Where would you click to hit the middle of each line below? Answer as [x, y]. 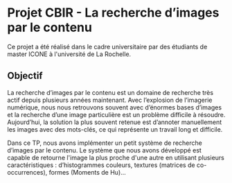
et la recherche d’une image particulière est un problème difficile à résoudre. [116, 114]
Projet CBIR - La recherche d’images [113, 13]
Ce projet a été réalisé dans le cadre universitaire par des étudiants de [107, 46]
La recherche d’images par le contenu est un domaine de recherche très [110, 92]
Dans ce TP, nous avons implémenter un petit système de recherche [105, 143]
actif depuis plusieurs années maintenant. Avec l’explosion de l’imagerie [110, 100]
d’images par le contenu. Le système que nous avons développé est [105, 150]
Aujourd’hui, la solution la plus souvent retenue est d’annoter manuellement [115, 122]
